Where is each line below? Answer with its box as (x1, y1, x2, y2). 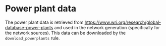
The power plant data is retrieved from (5, 19, 84, 25)
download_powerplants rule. (5, 35, 60, 41)
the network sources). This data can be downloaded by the (5, 30, 126, 36)
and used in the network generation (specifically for (54, 24, 160, 30)
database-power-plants (5, 24, 54, 30)
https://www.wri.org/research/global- (84, 19, 161, 25)
